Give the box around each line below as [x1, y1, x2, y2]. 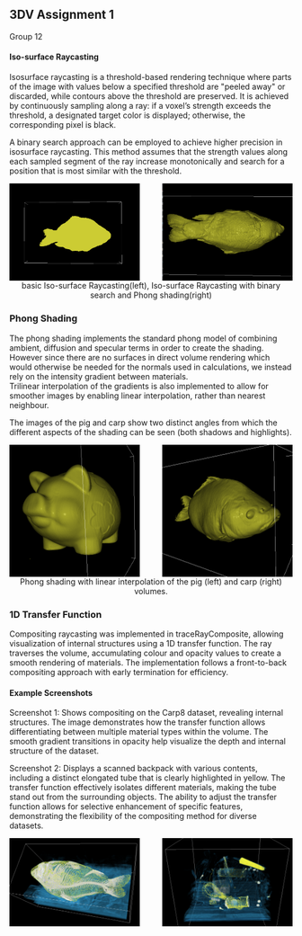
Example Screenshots [9, 687, 93, 698]
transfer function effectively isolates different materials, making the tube [9, 782, 277, 793]
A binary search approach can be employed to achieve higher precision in [9, 137, 283, 147]
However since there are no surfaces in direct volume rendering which [9, 352, 271, 362]
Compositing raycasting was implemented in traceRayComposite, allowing [9, 628, 284, 639]
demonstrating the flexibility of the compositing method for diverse [9, 811, 258, 822]
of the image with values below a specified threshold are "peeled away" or [9, 81, 286, 93]
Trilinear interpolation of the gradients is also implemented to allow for [9, 380, 270, 391]
